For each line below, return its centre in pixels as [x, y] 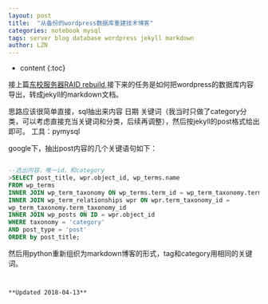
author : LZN [28, 45]
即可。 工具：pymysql [44, 132]
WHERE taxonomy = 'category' [57, 223]
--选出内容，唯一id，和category [57, 171]
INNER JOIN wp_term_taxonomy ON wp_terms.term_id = [96, 192]
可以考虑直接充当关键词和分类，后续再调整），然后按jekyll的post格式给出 [141, 121]
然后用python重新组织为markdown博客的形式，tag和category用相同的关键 [130, 253]
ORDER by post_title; [44, 237]
